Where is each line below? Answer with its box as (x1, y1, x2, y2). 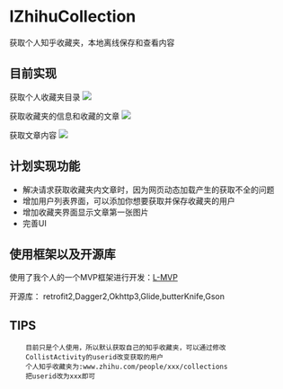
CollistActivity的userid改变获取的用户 (25, 353, 164, 362)
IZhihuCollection (9, 6, 137, 27)
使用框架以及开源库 (9, 246, 116, 261)
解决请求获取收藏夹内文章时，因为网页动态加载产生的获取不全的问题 (22, 184, 275, 195)
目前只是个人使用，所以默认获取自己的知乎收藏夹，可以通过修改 (25, 343, 226, 352)
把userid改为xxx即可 (25, 372, 96, 381)
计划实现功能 (9, 159, 81, 174)
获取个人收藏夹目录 (9, 92, 81, 102)
